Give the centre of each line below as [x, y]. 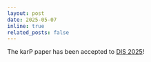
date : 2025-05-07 [32, 20]
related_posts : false [38, 32]
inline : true [26, 26]
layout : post [26, 13]
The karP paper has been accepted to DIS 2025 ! [76, 52]
